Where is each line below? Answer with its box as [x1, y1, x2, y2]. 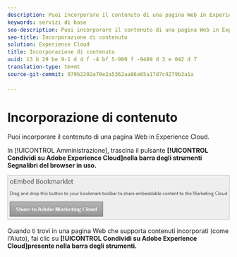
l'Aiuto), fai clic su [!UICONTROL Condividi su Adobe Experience [7, 234, 197, 242]
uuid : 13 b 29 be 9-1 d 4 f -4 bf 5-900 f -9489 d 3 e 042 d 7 [7, 56, 197, 63]
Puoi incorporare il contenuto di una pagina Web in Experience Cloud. [7, 132, 210, 141]
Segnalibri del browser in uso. [7, 161, 97, 170]
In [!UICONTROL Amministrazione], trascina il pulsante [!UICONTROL [7, 146, 209, 155]
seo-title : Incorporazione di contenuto [7, 34, 128, 41]
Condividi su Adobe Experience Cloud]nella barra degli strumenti [7, 153, 202, 162]
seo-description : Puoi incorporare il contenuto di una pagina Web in [7, 26, 219, 33]
